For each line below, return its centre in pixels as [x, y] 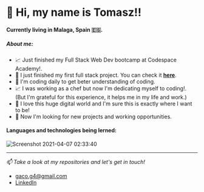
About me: [20, 44]
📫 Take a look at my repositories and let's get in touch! [76, 162]
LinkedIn [26, 182]
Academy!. [29, 68]
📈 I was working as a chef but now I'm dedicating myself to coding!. [101, 88]
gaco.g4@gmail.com [41, 176]
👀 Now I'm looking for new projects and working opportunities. [93, 116]
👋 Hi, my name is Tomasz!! [74, 12]
